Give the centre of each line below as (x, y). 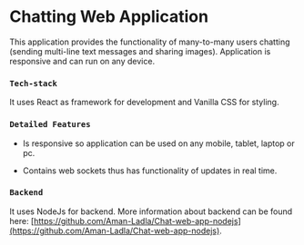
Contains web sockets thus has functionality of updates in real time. (150, 171)
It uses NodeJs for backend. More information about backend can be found (151, 211)
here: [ (22, 220)
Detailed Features (50, 125)
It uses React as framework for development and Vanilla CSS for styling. (144, 103)
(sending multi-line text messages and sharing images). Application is (140, 51)
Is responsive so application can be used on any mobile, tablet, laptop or (158, 143)
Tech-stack (33, 83)
